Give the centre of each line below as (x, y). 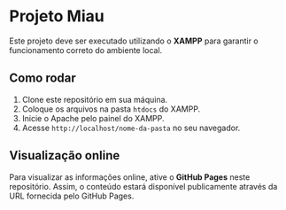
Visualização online (65, 156)
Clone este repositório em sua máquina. (95, 99)
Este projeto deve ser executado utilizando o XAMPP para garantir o (134, 41)
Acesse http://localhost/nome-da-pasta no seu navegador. (131, 128)
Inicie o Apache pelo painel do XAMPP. (93, 118)
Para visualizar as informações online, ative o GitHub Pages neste (130, 177)
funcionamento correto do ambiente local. (86, 50)
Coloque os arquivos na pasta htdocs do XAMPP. (111, 109)
